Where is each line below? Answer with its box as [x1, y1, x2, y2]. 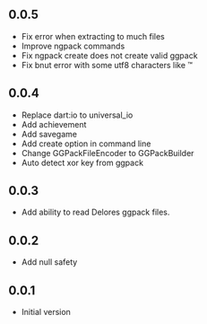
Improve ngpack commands [21, 40, 125, 51]
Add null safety [21, 257, 78, 267]
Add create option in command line [21, 138, 151, 149]
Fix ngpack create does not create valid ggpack [21, 49, 198, 61]
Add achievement [21, 118, 87, 129]
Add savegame [21, 128, 78, 139]
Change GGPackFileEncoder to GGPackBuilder [21, 147, 194, 158]
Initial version [21, 307, 71, 318]
